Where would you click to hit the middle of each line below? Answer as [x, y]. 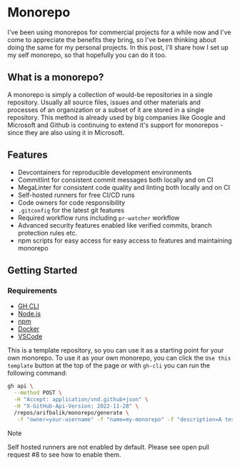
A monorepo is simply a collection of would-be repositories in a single [110, 94]
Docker [29, 329]
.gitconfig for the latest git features [71, 210]
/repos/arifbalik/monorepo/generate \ [72, 412]
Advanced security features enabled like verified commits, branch [115, 225]
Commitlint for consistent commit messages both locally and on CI [115, 180]
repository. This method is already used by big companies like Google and [116, 117]
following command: [37, 373]
